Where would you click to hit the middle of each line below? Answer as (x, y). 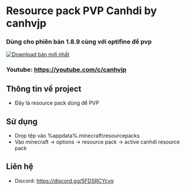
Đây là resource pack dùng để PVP (57, 103)
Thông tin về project (44, 89)
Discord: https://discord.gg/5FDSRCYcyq (64, 181)
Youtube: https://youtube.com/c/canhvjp (66, 70)
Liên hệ (20, 167)
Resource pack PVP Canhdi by (82, 11)
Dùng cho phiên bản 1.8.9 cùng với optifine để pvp (79, 42)
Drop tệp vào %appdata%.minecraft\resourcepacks (77, 136)
